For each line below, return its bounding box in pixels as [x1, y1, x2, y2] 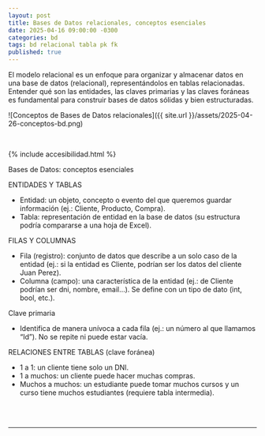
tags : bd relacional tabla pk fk [8, 41, 118, 49]
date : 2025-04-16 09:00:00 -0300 [8, 26, 118, 34]
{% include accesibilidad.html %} [8, 149, 117, 159]
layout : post [8, 11, 51, 20]
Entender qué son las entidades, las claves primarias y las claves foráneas [8, 87, 250, 96]
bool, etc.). [19, 293, 55, 303]
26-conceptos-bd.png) [8, 119, 84, 128]
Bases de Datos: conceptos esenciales [8, 165, 134, 174]
